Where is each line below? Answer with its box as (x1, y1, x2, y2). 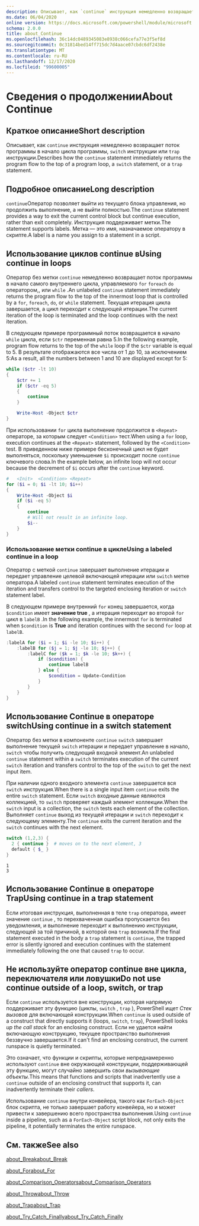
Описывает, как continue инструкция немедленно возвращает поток (6, 142, 180, 149)
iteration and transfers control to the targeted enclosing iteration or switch (6, 585, 187, 592)
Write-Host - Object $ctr (17, 410, 78, 416)
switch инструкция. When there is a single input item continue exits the (6, 786, 179, 793)
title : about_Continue (6, 31, 62, 37)
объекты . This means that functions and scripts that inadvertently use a (6, 1073, 181, 1080)
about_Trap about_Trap (6, 1202, 61, 1209)
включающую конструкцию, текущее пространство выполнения (6, 1030, 170, 1038)
